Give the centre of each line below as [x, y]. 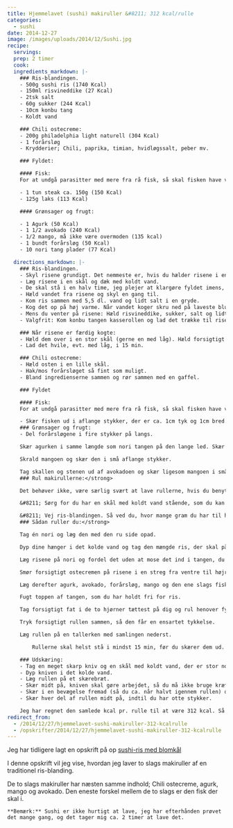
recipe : [18, 46]
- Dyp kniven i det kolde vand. [66, 673]
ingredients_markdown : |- [51, 71]
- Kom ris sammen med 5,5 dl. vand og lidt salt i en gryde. [110, 301]
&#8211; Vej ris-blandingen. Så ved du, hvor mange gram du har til [121, 516]
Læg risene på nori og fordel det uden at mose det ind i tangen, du [122, 560]
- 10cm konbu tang [46, 110]
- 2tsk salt [37, 98]
